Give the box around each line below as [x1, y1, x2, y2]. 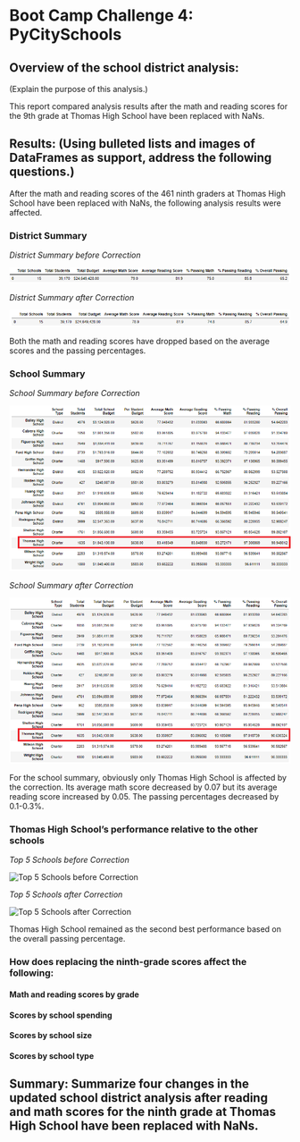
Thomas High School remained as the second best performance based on [9, 924, 281, 935]
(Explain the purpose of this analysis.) [9, 84, 149, 94]
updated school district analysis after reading [9, 1090, 268, 1105]
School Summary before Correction [9, 388, 140, 399]
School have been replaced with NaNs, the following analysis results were [9, 198, 281, 208]
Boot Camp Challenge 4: [9, 5, 194, 26]
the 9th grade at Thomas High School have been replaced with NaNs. [9, 111, 265, 121]
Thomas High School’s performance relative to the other [9, 824, 259, 836]
